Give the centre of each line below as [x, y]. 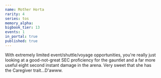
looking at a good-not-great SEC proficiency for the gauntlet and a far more [80, 60]
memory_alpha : [19, 23]
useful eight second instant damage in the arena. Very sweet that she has [78, 65]
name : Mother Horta [25, 9]
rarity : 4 [15, 14]
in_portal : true [21, 37]
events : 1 [15, 32]
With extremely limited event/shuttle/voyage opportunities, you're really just [80, 55]
